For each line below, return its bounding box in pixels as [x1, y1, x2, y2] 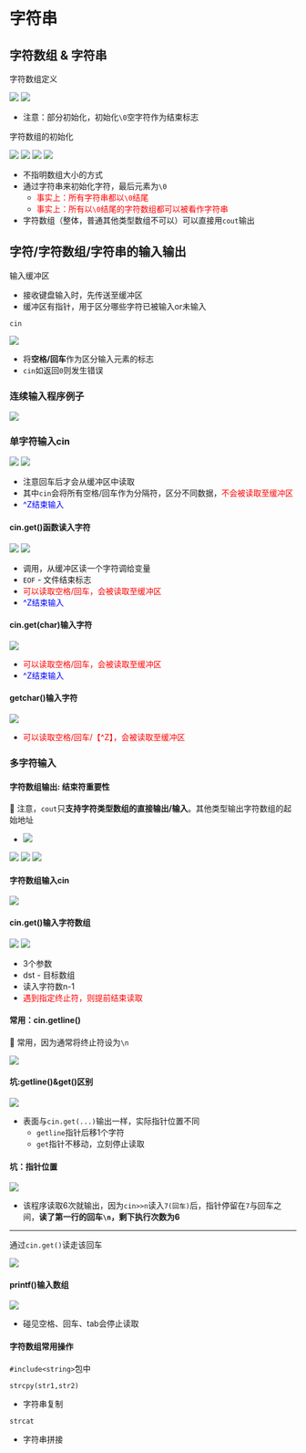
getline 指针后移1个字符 [36, 1126, 125, 1137]
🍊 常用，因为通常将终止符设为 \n [9, 1037, 129, 1048]
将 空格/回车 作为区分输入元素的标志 [22, 353, 155, 364]
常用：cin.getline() [9, 1015, 81, 1026]
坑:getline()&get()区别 [9, 1076, 94, 1087]
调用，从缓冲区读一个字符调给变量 [22, 562, 151, 573]
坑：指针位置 [9, 1161, 57, 1172]
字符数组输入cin [9, 874, 70, 885]
